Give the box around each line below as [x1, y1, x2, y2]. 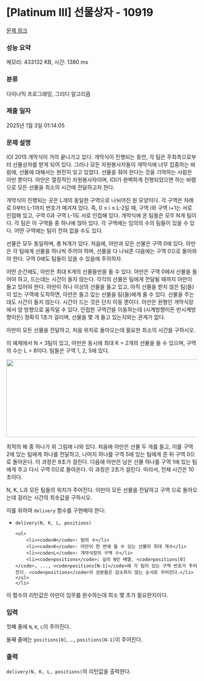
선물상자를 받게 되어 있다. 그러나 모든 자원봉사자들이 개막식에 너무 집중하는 [12, 161, 189, 168]
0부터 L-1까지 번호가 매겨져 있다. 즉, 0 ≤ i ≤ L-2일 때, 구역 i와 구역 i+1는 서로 [12, 204, 192, 211]
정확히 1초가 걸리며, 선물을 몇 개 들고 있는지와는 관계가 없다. [24, 313, 166, 321]
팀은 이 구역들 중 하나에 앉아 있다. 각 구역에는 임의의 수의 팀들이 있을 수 [20, 219, 189, 227]
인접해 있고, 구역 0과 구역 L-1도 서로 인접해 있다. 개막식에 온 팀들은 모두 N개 [6, 212, 186, 219]
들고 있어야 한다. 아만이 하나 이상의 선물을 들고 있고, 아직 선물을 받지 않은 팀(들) [6, 283, 194, 290]
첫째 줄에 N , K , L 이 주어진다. [6, 623, 71, 631]
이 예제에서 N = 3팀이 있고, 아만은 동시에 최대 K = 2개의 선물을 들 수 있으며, [6, 340, 185, 347]
